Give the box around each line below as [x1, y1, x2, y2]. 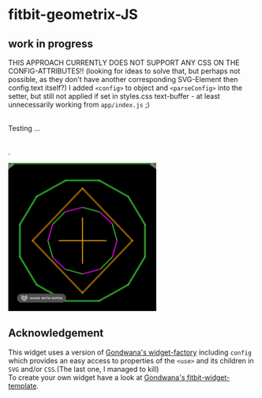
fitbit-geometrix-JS [8, 6, 138, 24]
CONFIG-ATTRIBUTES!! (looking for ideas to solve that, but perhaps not [8, 66, 241, 76]
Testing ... [8, 124, 41, 133]
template [8, 381, 37, 390]
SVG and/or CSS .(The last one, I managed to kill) [8, 364, 159, 374]
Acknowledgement [8, 326, 104, 340]
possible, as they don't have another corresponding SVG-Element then [8, 75, 238, 84]
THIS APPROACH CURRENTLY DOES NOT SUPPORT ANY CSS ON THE [8, 58, 240, 67]
